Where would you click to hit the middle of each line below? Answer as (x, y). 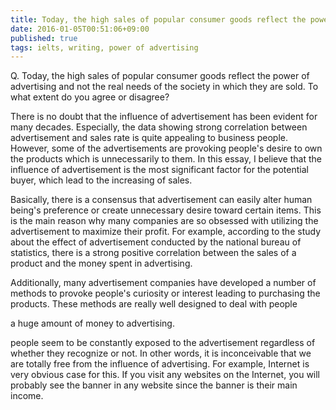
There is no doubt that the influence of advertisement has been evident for (164, 117)
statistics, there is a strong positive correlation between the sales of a (153, 253)
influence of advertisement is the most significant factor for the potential (159, 170)
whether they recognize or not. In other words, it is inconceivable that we (161, 353)
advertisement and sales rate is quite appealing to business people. (149, 138)
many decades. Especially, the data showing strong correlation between (159, 127)
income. (27, 396)
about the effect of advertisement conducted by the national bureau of (156, 242)
